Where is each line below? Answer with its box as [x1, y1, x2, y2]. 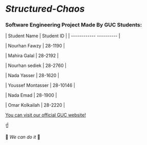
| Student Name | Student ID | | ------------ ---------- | [5, 33, 120, 39]
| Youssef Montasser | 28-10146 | [5, 82, 76, 88]
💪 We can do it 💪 [5, 134, 41, 140]
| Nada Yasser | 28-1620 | [5, 72, 60, 79]
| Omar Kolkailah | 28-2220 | [5, 102, 65, 108]
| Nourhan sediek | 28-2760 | [5, 62, 67, 69]
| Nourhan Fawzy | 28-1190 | [5, 43, 65, 49]
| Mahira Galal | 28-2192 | [5, 53, 59, 59]
